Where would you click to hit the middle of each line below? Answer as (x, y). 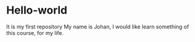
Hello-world (37, 10)
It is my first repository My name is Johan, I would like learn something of (98, 27)
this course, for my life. (35, 33)
